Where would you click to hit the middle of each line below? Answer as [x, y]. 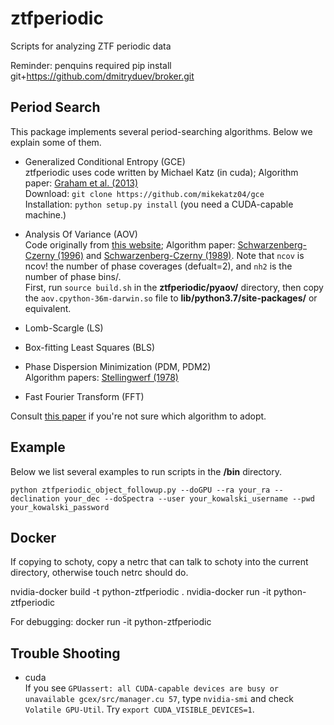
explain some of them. [56, 142]
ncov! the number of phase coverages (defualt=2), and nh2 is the [158, 266]
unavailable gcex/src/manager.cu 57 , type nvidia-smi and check [159, 699]
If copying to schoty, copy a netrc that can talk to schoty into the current [159, 562]
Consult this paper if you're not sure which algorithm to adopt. [138, 416]
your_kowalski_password [60, 507]
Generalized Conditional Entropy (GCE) [105, 161]
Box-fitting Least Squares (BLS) [90, 347]
